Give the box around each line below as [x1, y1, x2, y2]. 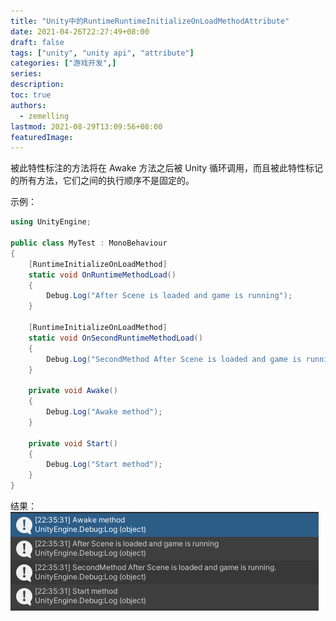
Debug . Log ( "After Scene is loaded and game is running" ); [46, 291, 293, 301]
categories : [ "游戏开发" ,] [10, 58, 117, 69]
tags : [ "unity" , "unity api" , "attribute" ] [10, 48, 195, 58]
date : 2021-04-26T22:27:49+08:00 [10, 26, 150, 37]
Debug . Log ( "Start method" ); [46, 460, 163, 470]
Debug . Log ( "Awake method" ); [46, 407, 163, 417]
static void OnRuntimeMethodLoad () [28, 270, 177, 280]
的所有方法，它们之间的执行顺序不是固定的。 [10, 175, 195, 187]
